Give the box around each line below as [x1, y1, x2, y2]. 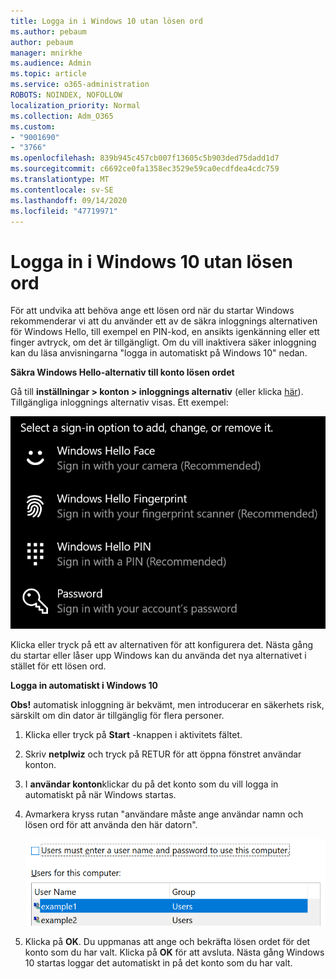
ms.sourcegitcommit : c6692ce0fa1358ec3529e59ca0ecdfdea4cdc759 [10, 164, 280, 174]
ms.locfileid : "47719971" [10, 206, 118, 216]
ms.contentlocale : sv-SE [10, 185, 114, 195]
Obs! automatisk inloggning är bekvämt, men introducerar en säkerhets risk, [10, 698, 325, 710]
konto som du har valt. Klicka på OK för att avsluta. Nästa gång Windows [24, 946, 325, 959]
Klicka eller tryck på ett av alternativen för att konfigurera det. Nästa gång [10, 638, 314, 650]
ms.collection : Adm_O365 [10, 111, 114, 121]
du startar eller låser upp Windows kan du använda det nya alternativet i [10, 649, 307, 661]
